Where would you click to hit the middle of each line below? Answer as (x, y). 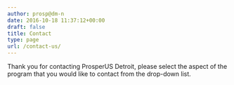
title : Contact (30, 33)
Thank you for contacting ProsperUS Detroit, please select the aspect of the (117, 66)
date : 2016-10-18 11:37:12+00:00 (56, 20)
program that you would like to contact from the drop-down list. (99, 74)
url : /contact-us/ (34, 46)
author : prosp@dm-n (36, 14)
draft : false (26, 27)
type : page (23, 40)
